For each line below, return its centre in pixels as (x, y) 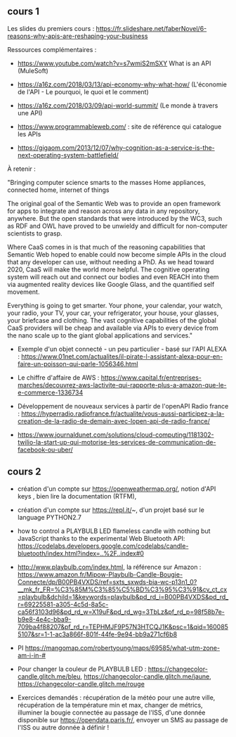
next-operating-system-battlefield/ (68, 155)
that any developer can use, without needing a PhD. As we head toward (111, 262)
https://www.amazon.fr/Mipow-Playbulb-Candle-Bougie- (100, 574)
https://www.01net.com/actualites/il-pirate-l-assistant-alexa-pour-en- (122, 356)
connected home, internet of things (58, 190)
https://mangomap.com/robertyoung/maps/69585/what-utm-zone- (122, 648)
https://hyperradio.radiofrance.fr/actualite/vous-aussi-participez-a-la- (123, 414)
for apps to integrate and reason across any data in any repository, (104, 211)
